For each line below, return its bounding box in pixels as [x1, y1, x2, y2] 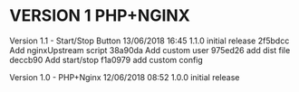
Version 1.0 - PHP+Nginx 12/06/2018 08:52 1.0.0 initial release [9, 71, 240, 82]
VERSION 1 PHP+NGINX [9, 5, 190, 26]
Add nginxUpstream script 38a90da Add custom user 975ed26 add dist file [9, 44, 291, 55]
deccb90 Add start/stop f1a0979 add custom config [9, 54, 204, 65]
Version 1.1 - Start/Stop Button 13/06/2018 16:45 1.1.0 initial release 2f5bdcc [9, 35, 290, 46]
